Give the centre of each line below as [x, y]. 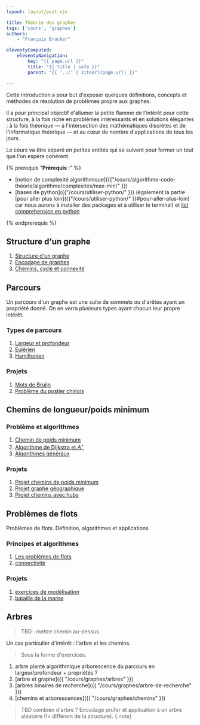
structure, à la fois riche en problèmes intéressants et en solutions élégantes [100, 119]
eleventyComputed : [29, 50]
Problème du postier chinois [50, 391]
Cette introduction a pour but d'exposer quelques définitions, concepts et [96, 95]
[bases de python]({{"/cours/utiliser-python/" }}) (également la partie [100, 192]
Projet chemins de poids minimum [56, 482]
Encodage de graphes [42, 262]
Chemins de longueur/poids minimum [78, 410]
